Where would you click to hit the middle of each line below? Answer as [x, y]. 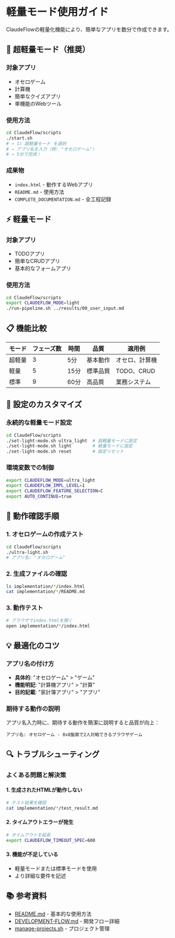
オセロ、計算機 [137, 360]
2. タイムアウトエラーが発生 [40, 822]
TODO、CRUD [136, 371]
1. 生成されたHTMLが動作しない [44, 790]
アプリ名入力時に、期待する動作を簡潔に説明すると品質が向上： [83, 723]
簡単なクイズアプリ [38, 96]
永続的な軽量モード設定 [39, 423]
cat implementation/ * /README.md [45, 592]
